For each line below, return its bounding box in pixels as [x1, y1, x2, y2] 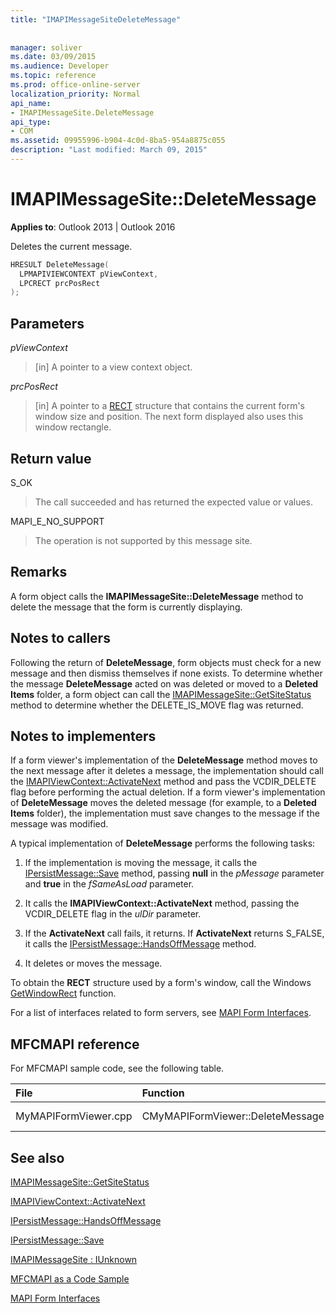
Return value [10, 450, 92, 467]
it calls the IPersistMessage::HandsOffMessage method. [24, 938, 257, 950]
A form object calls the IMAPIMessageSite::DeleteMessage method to [10, 590, 304, 602]
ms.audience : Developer [10, 61, 110, 71]
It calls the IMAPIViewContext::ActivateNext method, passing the [24, 897, 300, 910]
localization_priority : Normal [10, 89, 141, 99]
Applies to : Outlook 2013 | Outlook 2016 [10, 221, 176, 233]
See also [10, 1149, 65, 1166]
